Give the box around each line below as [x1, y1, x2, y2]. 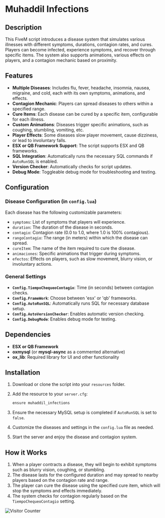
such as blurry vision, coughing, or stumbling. [12, 467, 105, 473]
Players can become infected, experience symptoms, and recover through [5, 47, 156, 52]
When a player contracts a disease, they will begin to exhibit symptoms [12, 462, 157, 468]
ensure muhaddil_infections [12, 401, 70, 406]
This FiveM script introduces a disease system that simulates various [5, 36, 145, 42]
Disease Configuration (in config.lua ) [5, 198, 97, 205]
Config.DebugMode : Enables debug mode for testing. [12, 316, 117, 322]
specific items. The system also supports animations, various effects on [5, 52, 151, 58]
